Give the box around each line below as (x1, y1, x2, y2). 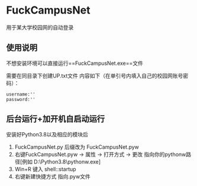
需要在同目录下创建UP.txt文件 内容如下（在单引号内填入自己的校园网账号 (6, 72, 183, 79)
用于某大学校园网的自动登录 (6, 24, 74, 31)
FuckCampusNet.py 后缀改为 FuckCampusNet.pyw (14, 143, 139, 151)
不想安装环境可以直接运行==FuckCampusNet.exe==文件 (6, 60, 144, 67)
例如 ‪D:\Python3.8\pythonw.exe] (21, 158, 101, 165)
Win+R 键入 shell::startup (14, 165, 76, 172)
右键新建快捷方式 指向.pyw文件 (14, 172, 91, 180)
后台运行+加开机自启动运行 (6, 114, 105, 124)
